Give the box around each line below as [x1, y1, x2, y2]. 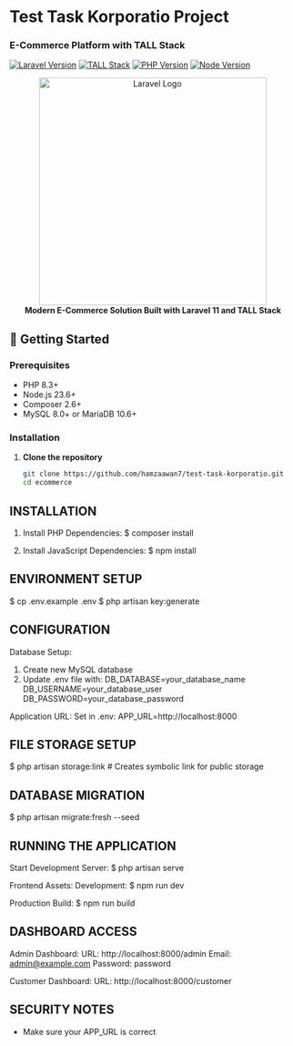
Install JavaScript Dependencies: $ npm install [22, 545, 197, 557]
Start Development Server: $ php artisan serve [9, 863, 185, 874]
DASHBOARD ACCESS [9, 924, 138, 939]
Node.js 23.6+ [22, 389, 76, 400]
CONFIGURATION [9, 622, 111, 638]
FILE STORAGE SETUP [9, 737, 136, 753]
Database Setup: [9, 646, 73, 657]
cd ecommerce [22, 478, 73, 487]
